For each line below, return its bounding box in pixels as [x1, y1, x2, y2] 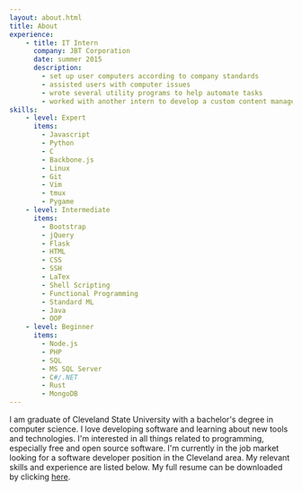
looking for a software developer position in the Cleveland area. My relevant [9, 452, 290, 463]
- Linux [41, 164, 70, 173]
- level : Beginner [25, 323, 94, 332]
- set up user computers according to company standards [41, 72, 259, 81]
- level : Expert [25, 113, 87, 122]
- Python [41, 138, 75, 147]
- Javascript [41, 130, 91, 139]
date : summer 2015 [32, 55, 102, 64]
